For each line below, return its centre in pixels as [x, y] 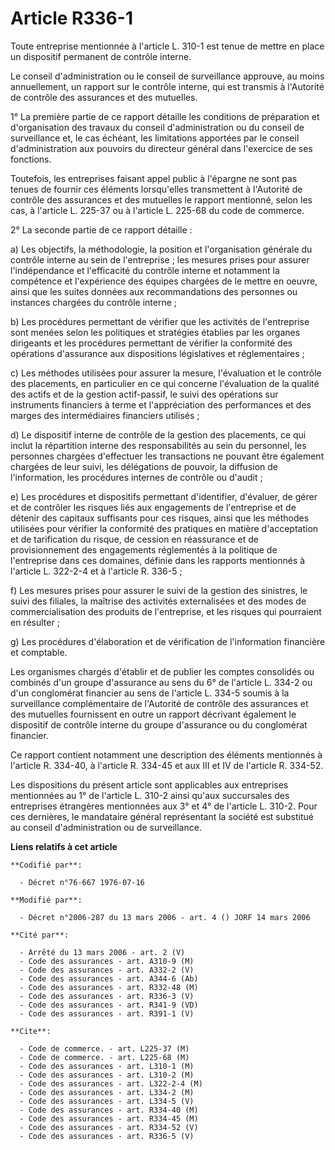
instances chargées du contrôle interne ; [94, 302]
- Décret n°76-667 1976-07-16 [82, 882]
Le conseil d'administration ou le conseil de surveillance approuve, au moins [167, 76]
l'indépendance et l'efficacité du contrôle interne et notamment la [145, 270]
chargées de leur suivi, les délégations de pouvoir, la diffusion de [144, 466]
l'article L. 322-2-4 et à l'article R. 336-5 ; [96, 571]
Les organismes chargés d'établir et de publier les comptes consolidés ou [162, 671]
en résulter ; [35, 622]
